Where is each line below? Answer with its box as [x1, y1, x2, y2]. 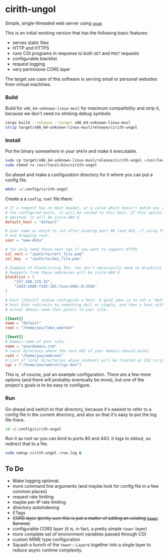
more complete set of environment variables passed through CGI [12, 531, 146, 537]
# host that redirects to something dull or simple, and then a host [5, 302, 153, 307]
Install [5, 136, 21, 144]
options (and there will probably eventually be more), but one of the [5, 377, 144, 383]
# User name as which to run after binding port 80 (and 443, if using [5, 228, 157, 234]
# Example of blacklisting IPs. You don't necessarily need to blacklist [5, 265, 162, 270]
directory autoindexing [12, 504, 59, 510]
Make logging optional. [12, 478, 60, 484]
